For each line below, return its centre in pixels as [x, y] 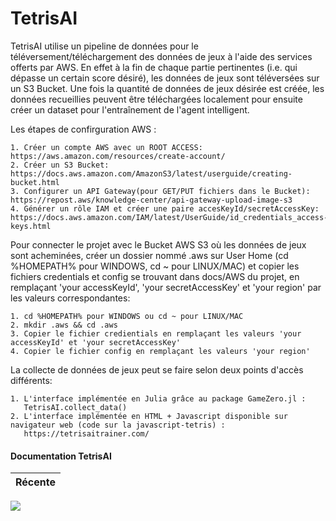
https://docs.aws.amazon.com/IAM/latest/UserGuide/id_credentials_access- [169, 217]
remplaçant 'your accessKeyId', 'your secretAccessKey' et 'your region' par [166, 287]
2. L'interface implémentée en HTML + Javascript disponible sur [149, 416]
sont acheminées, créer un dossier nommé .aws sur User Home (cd [149, 255]
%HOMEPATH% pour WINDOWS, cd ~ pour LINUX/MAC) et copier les [155, 266]
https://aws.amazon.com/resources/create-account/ [118, 156]
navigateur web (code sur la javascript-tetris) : [118, 425]
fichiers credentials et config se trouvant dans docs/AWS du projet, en [155, 276]
